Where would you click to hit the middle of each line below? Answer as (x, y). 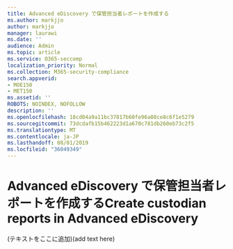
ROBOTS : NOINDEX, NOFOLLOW (46, 104)
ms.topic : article (34, 53)
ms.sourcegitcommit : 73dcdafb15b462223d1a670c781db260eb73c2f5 (101, 123)
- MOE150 (20, 85)
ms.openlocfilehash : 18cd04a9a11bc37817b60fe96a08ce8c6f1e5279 (101, 117)
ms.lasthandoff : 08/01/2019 (48, 143)
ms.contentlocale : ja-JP (43, 136)
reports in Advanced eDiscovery (103, 219)
